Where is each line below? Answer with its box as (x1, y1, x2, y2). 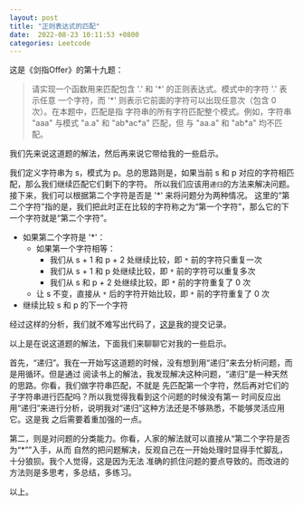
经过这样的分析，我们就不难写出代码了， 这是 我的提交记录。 (9, 319, 232, 330)
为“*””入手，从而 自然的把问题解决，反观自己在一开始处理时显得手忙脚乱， (9, 444, 288, 455)
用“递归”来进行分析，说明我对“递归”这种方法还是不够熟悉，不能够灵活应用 (9, 403, 285, 414)
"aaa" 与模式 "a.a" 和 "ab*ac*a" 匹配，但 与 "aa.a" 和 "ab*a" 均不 (31, 118, 275, 129)
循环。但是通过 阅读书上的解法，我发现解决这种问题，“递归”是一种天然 (24, 368, 289, 380)
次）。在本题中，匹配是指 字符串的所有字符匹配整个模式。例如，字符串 (31, 106, 292, 118)
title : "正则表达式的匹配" (9, 22, 100, 31)
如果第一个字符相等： (35, 243, 116, 254)
